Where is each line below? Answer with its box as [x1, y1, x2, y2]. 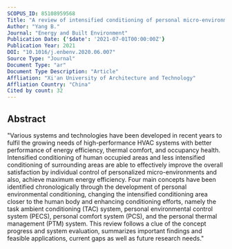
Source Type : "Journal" [7, 55, 76, 62]
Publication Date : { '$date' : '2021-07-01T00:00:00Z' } [7, 36, 166, 43]
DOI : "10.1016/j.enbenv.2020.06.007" [7, 49, 116, 56]
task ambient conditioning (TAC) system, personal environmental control [7, 205, 213, 213]
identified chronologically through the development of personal [7, 183, 187, 191]
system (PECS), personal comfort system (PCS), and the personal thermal [7, 212, 217, 220]
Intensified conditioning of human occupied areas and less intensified [7, 153, 206, 161]
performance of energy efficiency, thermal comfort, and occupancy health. [7, 146, 221, 154]
